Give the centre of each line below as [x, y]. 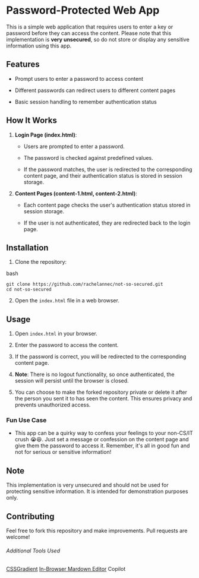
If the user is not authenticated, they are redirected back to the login [107, 223]
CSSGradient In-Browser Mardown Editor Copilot [66, 569]
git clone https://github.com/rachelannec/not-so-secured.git [85, 285]
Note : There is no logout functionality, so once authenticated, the [94, 374]
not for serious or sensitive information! [63, 452]
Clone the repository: [41, 262]
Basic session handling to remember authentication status [86, 102]
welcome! [18, 537]
